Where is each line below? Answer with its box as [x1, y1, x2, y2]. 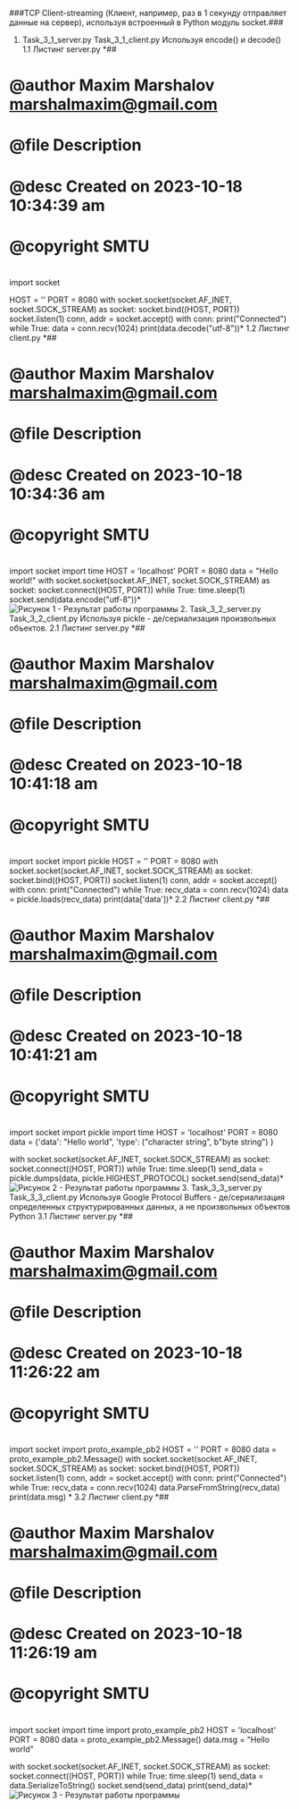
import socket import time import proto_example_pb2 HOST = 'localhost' [9, 1724, 277, 1735]
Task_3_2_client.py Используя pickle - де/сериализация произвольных [9, 613, 277, 624]
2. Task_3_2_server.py [179, 603, 262, 614]
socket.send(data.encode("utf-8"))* [9, 594, 141, 605]
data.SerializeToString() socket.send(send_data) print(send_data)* [9, 1779, 253, 1790]
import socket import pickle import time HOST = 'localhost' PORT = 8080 [9, 1126, 278, 1137]
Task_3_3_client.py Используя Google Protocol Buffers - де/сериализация [9, 1192, 286, 1202]
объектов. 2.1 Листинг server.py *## [9, 622, 145, 633]
